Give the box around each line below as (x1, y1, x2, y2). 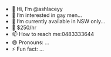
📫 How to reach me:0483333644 (11, 31, 95, 37)
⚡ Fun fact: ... (11, 45, 44, 52)
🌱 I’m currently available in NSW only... (11, 18, 106, 24)
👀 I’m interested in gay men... (11, 12, 82, 19)
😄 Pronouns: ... (11, 39, 50, 46)
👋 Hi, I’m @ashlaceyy (11, 6, 63, 12)
